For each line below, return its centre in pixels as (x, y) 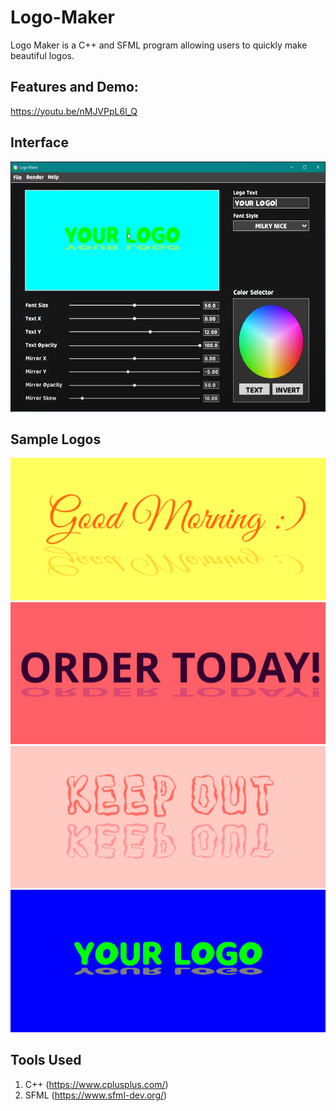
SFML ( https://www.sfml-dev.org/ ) (96, 1095)
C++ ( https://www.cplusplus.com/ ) (96, 1084)
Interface (39, 142)
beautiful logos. (42, 55)
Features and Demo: (74, 87)
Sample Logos (56, 439)
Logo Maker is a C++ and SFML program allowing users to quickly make (159, 45)
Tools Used (46, 1060)
